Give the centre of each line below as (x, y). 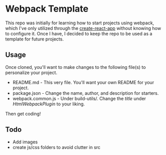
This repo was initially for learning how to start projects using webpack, (80, 23)
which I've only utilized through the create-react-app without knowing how (83, 28)
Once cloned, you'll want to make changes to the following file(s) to (75, 67)
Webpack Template (47, 9)
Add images (25, 142)
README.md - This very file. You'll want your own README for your (83, 82)
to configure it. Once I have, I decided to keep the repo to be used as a (79, 33)
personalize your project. (31, 72)
